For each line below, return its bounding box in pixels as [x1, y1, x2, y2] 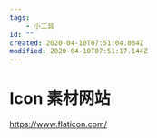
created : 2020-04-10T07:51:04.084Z [9, 38, 144, 48]
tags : [9, 13, 30, 23]
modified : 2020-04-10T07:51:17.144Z [9, 47, 148, 56]
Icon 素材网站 [9, 88, 111, 109]
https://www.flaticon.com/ [9, 119, 107, 130]
